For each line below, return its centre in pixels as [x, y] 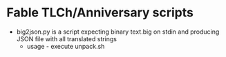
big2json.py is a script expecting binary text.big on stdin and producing [118, 32]
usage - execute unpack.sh [66, 46]
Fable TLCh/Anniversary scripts [100, 13]
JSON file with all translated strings [67, 38]
